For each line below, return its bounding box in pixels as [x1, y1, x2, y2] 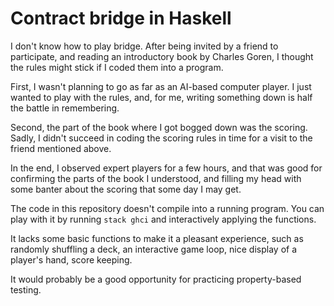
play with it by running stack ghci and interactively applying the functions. [10, 213, 317, 225]
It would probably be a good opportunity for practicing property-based [10, 273, 302, 285]
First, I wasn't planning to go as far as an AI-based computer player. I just [10, 80, 312, 92]
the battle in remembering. [10, 102, 120, 114]
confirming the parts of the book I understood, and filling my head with [10, 172, 302, 184]
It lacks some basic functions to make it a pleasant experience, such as [10, 232, 304, 244]
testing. [10, 283, 42, 296]
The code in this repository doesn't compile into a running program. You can [10, 202, 325, 214]
